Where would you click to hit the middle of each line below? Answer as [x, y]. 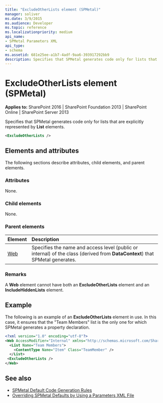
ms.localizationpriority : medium [39, 32]
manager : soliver [23, 14]
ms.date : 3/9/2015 [24, 18]
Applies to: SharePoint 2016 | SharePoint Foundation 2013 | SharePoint [76, 107]
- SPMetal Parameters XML [31, 41]
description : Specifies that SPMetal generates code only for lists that [81, 59]
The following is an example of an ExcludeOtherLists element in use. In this [81, 317]
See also [18, 378]
